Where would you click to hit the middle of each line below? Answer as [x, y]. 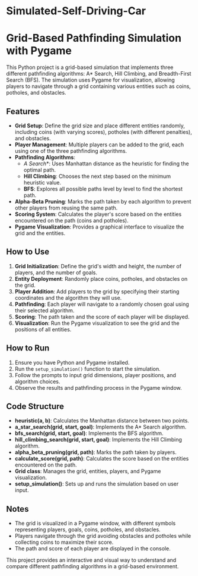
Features [23, 111]
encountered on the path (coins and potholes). [71, 220]
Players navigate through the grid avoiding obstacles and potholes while [103, 536]
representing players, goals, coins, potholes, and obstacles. [88, 530]
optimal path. [40, 170]
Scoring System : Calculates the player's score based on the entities [98, 214]
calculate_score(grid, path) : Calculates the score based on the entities [102, 459]
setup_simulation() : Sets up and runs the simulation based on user [97, 484]
